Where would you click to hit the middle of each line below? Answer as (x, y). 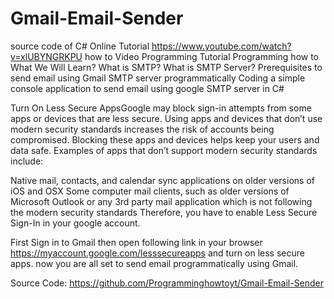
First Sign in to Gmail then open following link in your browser (136, 242)
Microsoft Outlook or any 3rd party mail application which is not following (161, 201)
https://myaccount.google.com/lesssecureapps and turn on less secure (157, 253)
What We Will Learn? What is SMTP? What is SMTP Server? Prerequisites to (166, 67)
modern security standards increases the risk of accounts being (142, 129)
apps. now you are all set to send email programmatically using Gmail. (154, 263)
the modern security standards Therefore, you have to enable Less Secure (164, 212)
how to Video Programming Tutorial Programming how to (202, 56)
